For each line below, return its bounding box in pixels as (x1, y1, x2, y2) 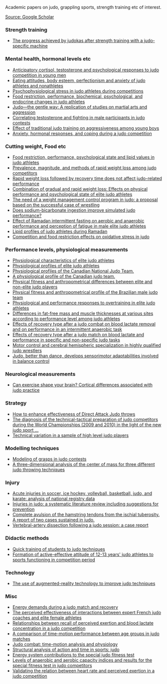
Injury (5, 479, 20, 486)
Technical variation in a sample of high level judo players (12, 432, 129, 438)
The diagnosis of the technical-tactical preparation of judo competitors (12, 416, 159, 422)
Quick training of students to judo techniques (12, 546, 106, 552)
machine (29, 43, 48, 49)
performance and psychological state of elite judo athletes (12, 191, 133, 197)
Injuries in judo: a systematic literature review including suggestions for (12, 501, 159, 507)
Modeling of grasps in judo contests (12, 456, 87, 462)
